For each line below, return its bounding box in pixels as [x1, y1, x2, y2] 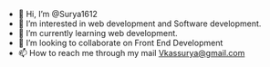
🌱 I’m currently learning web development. [17, 28, 178, 38]
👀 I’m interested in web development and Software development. [17, 18, 262, 29]
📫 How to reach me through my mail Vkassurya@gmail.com [17, 48, 245, 58]
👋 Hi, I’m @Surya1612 [17, 9, 98, 19]
